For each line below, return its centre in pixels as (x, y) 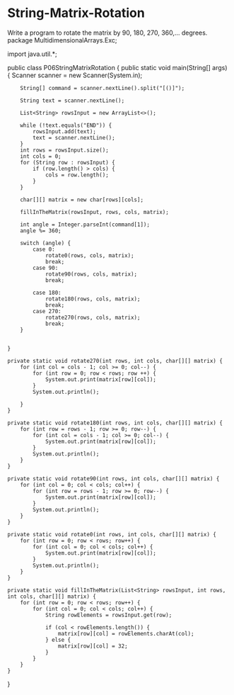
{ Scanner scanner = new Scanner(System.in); (75, 75)
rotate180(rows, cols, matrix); (93, 299)
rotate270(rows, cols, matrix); (93, 317)
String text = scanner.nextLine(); (72, 101)
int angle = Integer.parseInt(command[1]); (85, 225)
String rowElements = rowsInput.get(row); (109, 615)
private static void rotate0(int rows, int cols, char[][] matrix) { (112, 534)
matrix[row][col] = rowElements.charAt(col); (126, 633)
